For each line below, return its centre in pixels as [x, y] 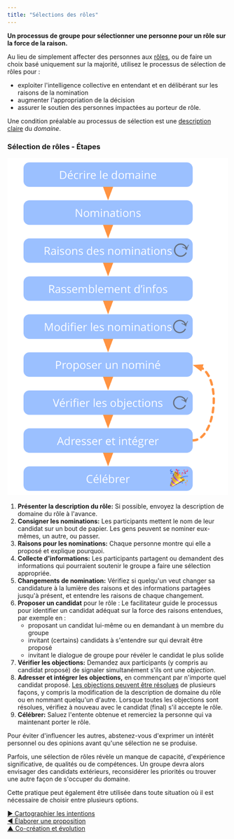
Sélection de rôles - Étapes [54, 146]
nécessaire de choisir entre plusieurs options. [73, 800]
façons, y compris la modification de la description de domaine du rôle [119, 693]
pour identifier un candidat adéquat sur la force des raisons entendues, [120, 611]
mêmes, [29, 536]
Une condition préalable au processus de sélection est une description [109, 121]
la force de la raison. [37, 43]
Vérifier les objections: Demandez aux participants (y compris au [112, 663]
